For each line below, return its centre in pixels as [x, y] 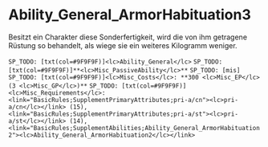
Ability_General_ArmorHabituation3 [130, 15]
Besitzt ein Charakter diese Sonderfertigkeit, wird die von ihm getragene [128, 37]
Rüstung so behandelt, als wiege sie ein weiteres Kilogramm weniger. [123, 45]
